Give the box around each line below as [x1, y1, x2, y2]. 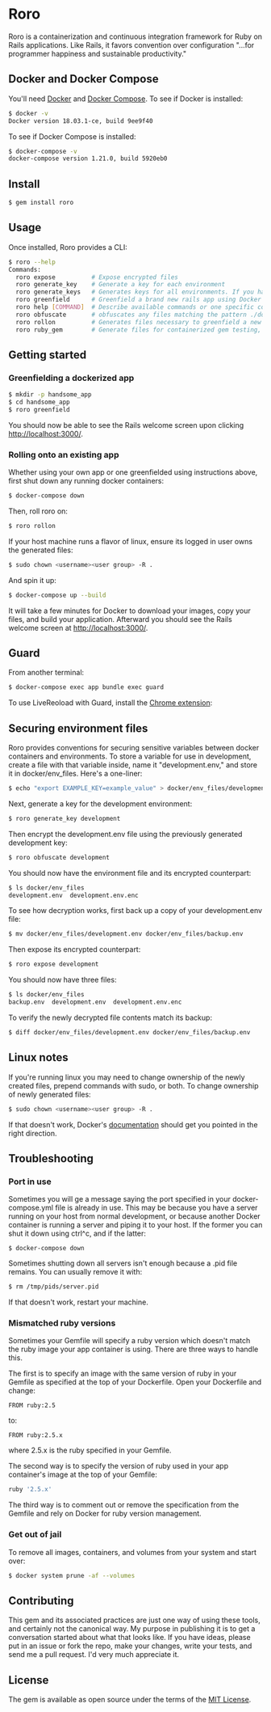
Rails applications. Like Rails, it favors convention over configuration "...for [8, 40, 255, 49]
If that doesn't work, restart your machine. [8, 1297, 149, 1307]
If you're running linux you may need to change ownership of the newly [8, 1072, 245, 1082]
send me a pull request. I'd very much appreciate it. [8, 1650, 180, 1659]
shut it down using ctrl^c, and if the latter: [8, 1228, 147, 1238]
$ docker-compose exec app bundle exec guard [8, 683, 164, 691]
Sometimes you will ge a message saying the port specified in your [8, 1194, 231, 1204]
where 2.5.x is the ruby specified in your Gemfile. [8, 1445, 172, 1456]
